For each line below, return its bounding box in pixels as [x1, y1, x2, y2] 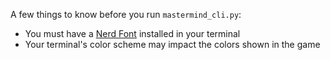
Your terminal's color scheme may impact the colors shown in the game [24, 39, 321, 50]
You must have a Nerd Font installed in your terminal [24, 28, 241, 39]
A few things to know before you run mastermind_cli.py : [10, 9, 242, 20]
